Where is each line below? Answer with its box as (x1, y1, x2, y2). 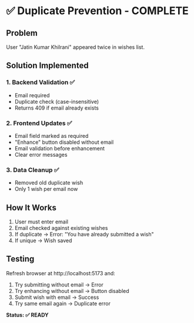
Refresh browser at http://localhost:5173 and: (6, 269, 116, 276)
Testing (6, 254, 35, 264)
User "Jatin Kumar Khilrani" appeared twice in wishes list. (6, 44, 145, 51)
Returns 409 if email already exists (14, 104, 99, 111)
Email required (14, 91, 50, 98)
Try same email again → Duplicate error (14, 299, 111, 307)
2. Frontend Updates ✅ (6, 119, 72, 127)
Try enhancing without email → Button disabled (14, 287, 129, 294)
